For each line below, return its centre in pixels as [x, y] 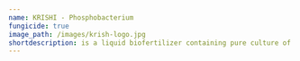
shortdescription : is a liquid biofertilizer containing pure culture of [150, 43]
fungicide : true [39, 26]
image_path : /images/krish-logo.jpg [77, 34]
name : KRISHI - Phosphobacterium [71, 17]
